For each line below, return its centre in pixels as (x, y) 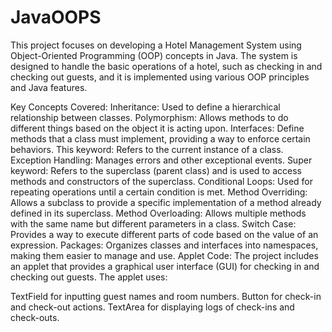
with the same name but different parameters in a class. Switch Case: (153, 223)
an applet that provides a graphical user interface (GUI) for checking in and (165, 266)
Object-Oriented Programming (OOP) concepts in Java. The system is (154, 55)
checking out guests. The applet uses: (89, 277)
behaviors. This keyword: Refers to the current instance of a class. (147, 149)
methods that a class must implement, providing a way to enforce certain (160, 138)
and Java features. (49, 87)
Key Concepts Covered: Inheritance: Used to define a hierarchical (145, 107)
